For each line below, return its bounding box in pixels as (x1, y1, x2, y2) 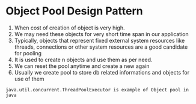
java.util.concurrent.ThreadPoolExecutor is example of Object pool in (5, 87, 189, 93)
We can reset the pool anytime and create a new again (14, 62, 150, 70)
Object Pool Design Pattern (5, 4, 143, 18)
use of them (14, 75, 44, 82)
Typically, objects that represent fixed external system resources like (14, 37, 185, 44)
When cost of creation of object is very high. (14, 24, 125, 31)
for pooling (14, 49, 42, 57)
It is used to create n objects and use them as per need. (14, 56, 153, 63)
